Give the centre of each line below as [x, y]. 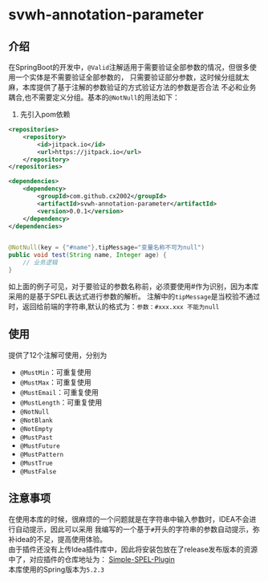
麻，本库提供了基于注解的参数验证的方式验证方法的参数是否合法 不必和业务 [132, 87]
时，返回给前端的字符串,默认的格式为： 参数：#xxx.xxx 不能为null [114, 306]
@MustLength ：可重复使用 [61, 402]
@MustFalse [38, 471]
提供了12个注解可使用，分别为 [58, 355]
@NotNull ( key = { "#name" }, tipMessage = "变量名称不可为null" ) [107, 248]
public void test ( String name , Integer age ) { [87, 255]
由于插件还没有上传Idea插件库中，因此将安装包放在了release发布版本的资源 [133, 549]
